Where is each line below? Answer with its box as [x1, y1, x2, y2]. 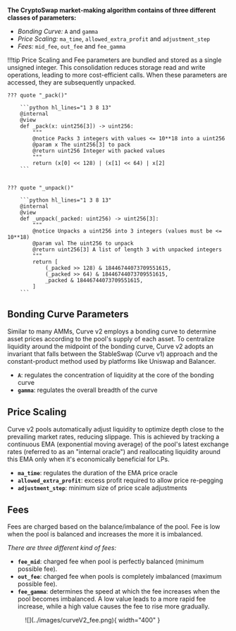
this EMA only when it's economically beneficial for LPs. [7, 455, 170, 463]
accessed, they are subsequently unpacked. [7, 78, 136, 87]
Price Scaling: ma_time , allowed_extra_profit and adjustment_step [17, 35, 211, 43]
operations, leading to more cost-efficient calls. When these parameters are [7, 71, 228, 79]
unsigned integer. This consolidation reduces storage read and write [7, 63, 206, 71]
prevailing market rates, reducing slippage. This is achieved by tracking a [7, 432, 220, 441]
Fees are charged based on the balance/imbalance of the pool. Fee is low [7, 522, 221, 531]
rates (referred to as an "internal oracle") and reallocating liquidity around [7, 447, 221, 455]
